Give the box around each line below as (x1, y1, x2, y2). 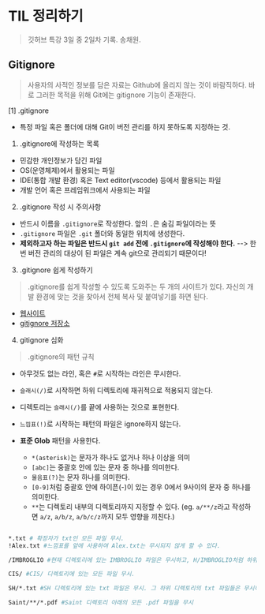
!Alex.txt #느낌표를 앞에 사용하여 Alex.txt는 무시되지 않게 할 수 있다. (8, 541, 221, 549)
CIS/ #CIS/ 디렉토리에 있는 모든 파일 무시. (8, 570, 136, 578)
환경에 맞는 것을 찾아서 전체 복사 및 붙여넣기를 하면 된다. (35, 291, 209, 301)
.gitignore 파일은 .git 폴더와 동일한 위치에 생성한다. (19, 228, 185, 238)
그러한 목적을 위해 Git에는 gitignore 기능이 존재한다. (35, 90, 196, 99)
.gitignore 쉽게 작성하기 (19, 265, 93, 275)
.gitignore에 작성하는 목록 (19, 139, 100, 148)
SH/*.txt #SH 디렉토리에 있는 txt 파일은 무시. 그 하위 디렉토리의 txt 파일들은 (8, 585, 241, 593)
